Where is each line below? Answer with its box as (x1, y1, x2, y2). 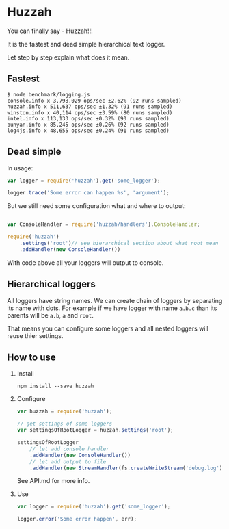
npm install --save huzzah (16, 383, 94, 390)
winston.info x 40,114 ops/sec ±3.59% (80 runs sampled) (7, 109, 173, 116)
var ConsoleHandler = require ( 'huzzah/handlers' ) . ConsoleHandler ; (7, 221, 200, 228)
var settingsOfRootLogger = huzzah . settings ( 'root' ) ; (16, 427, 174, 434)
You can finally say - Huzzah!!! (7, 27, 94, 35)
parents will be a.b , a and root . (7, 311, 94, 319)
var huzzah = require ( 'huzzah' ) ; (16, 408, 113, 415)
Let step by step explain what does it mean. (7, 53, 130, 62)
